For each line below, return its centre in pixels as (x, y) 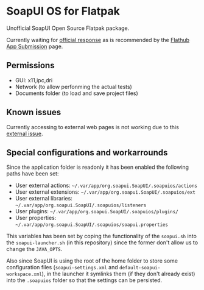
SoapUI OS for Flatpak (63, 11)
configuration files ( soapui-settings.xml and (62, 267)
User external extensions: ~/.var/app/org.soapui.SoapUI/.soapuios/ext (105, 192)
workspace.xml (24, 274)
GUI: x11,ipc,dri (34, 80)
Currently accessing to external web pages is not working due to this (93, 127)
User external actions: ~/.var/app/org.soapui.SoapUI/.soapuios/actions (106, 186)
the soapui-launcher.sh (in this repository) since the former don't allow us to (102, 242)
